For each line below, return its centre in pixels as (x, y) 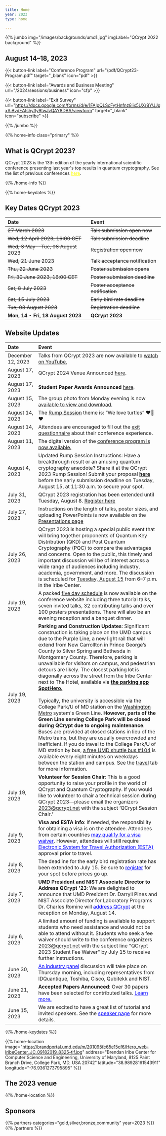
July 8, (16, 864)
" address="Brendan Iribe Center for (119, 1052)
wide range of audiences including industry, (89, 567)
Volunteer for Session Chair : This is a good (89, 777)
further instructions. (61, 958)
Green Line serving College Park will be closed (94, 719)
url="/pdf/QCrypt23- (118, 71)
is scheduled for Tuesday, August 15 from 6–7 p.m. (98, 579)
